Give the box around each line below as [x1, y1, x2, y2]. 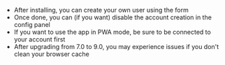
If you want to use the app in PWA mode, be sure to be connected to [13, 28, 211, 36]
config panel [13, 21, 50, 28]
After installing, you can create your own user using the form [13, 6, 189, 14]
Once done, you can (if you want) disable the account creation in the [13, 13, 212, 21]
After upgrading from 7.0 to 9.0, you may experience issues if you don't [13, 43, 219, 50]
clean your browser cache [13, 50, 89, 58]
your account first [13, 35, 66, 44]
